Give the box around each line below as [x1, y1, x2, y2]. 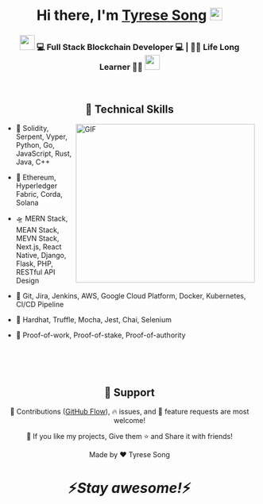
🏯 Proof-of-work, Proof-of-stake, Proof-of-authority [15, 330, 186, 340]
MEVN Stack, [15, 233, 60, 244]
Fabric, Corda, [15, 190, 64, 199]
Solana [15, 198, 39, 208]
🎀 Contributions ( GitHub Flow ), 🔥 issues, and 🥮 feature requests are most [10, 407, 249, 417]
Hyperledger [15, 181, 58, 190]
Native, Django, [15, 251, 67, 260]
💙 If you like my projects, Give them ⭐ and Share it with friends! [26, 432, 233, 441]
